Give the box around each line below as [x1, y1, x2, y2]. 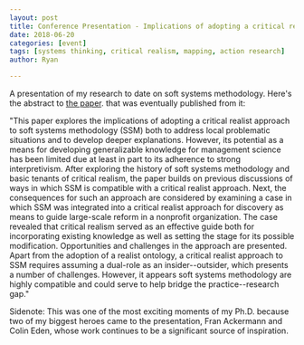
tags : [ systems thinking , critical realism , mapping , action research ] [9, 47, 285, 56]
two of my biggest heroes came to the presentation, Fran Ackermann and [9, 316, 283, 326]
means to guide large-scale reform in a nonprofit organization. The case [9, 212, 279, 222]
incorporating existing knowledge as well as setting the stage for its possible [9, 231, 295, 241]
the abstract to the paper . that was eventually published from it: [9, 98, 246, 109]
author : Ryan [9, 55, 59, 64]
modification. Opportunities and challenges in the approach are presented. [9, 241, 288, 251]
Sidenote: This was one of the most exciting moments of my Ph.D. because [9, 306, 290, 317]
